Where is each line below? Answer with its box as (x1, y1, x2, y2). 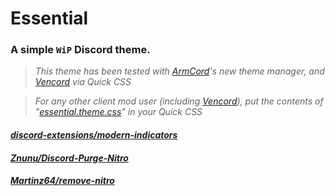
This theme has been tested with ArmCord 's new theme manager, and (34, 65, 325, 77)
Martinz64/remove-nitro (10, 175, 115, 187)
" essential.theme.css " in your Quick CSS (34, 106, 203, 118)
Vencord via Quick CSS (34, 76, 132, 88)
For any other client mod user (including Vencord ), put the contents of (34, 95, 324, 107)
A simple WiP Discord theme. (10, 43, 151, 57)
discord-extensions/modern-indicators (10, 129, 178, 141)
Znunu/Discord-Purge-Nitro (10, 152, 129, 164)
